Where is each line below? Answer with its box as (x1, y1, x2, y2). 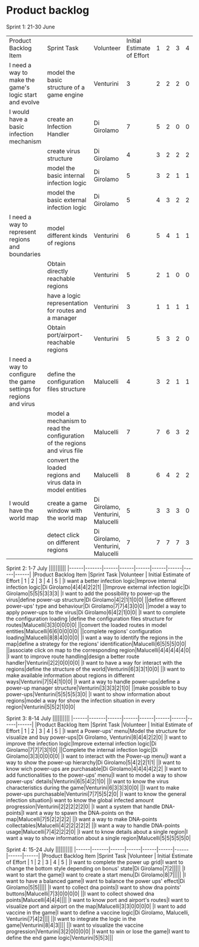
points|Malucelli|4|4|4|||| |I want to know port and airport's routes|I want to (6, 896, 190, 903)
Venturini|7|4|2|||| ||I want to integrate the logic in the (6, 915, 136, 922)
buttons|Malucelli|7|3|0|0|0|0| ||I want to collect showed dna (6, 890, 155, 897)
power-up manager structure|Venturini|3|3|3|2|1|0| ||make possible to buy (6, 684, 188, 691)
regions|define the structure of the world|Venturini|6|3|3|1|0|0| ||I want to (6, 665, 185, 672)
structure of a (47, 83, 85, 91)
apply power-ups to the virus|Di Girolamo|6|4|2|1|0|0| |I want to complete (6, 608, 185, 616)
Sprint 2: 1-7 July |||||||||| (6, 565, 66, 572)
